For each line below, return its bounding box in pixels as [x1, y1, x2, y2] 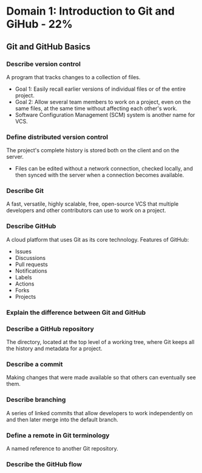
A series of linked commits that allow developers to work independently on [6, 409, 193, 416]
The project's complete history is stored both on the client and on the [6, 147, 180, 154]
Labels [15, 273, 32, 281]
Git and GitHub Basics [6, 41, 91, 52]
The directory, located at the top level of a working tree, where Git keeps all [6, 338, 195, 345]
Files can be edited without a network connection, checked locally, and [15, 165, 193, 172]
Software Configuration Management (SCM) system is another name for [15, 111, 195, 118]
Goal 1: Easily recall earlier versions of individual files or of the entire [15, 85, 186, 93]
